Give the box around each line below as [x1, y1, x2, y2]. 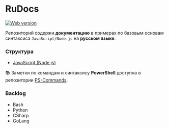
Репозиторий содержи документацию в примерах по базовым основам [5, 30, 164, 36]
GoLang [12, 118, 30, 124]
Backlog [5, 90, 26, 97]
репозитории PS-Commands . [5, 77, 68, 83]
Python [12, 107, 28, 113]
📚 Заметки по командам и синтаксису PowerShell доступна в [5, 70, 141, 76]
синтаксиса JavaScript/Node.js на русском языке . [5, 35, 116, 41]
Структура [5, 48, 34, 55]
